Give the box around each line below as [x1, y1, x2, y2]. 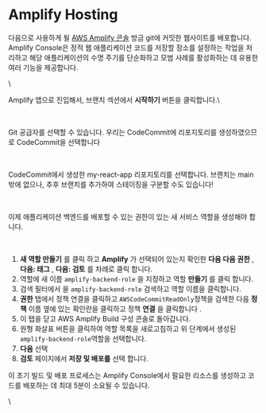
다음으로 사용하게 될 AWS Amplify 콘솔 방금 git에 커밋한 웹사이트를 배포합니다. [8, 33, 252, 42]
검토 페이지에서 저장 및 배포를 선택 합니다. [19, 353, 149, 363]
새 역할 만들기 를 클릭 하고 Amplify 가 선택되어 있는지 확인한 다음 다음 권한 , [19, 254, 254, 263]
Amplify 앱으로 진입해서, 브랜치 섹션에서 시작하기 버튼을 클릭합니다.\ [8, 95, 220, 104]
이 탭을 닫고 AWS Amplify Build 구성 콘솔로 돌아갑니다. [19, 314, 191, 323]
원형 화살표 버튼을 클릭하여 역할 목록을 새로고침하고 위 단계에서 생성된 [19, 324, 237, 333]
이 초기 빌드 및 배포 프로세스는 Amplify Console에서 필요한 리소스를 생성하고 [8, 370, 246, 380]
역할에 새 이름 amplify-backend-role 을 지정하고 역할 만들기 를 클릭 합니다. [19, 274, 254, 283]
